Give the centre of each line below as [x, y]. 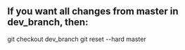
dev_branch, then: [48, 23]
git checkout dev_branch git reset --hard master [77, 39]
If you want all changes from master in [93, 11]
